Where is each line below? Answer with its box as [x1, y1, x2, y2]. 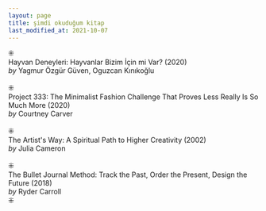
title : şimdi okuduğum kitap [8, 19, 105, 27]
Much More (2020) [8, 101, 71, 110]
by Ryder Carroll [8, 187, 62, 197]
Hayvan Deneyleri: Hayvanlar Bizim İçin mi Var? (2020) [8, 57, 187, 67]
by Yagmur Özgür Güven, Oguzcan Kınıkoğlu [8, 66, 155, 75]
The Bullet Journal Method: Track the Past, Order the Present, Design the [8, 170, 248, 179]
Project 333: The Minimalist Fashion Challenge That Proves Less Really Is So [8, 92, 259, 102]
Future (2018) [8, 178, 53, 188]
